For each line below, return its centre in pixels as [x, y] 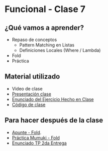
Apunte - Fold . [27, 132]
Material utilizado [32, 77]
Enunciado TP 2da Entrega [39, 143]
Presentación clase [32, 94]
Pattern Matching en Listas [47, 45]
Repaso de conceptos [34, 39]
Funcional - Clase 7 [45, 9]
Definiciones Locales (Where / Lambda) [60, 50]
